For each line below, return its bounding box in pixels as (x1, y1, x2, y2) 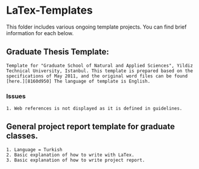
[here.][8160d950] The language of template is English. (6, 78, 151, 84)
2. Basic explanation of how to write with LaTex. (6, 152, 135, 158)
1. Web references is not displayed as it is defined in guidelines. (6, 105, 183, 112)
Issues (6, 92, 26, 100)
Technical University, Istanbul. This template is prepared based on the (6, 68, 194, 74)
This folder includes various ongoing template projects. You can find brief (6, 23, 187, 30)
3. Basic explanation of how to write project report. (6, 157, 145, 163)
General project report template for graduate (6, 121, 175, 132)
